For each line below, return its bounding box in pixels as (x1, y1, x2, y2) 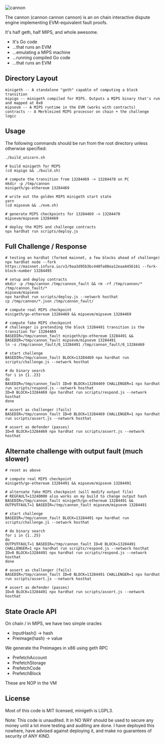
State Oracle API (5, 607, 57, 615)
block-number (5, 269, 32, 273)
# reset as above (5, 468, 41, 473)
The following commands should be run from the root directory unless (5, 140, 148, 146)
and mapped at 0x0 (5, 100, 43, 105)
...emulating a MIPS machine (12, 50, 71, 55)
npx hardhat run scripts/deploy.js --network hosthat (5, 294, 119, 300)
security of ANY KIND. (5, 733, 50, 739)
